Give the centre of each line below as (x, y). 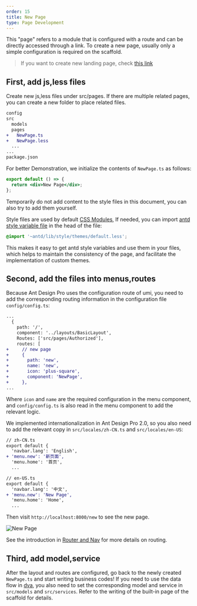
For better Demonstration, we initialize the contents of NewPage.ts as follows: (99, 168)
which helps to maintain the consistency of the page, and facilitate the (91, 254)
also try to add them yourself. (42, 208)
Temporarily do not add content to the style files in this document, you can (96, 201)
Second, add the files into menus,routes (81, 278)
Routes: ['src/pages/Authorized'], (60, 338)
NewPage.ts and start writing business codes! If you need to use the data (94, 579)
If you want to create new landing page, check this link (87, 63)
